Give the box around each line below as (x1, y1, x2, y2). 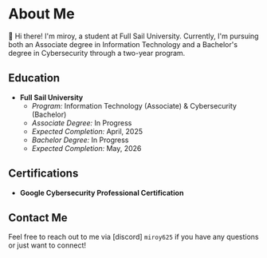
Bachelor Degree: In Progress (31, 135, 129, 145)
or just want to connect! (8, 240, 86, 250)
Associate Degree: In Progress (31, 117, 132, 128)
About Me (8, 5, 75, 23)
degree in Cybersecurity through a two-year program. (8, 48, 186, 58)
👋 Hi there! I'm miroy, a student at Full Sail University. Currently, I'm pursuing (8, 31, 259, 41)
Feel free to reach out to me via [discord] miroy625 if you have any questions (8, 232, 259, 242)
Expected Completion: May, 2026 (31, 143, 142, 153)
